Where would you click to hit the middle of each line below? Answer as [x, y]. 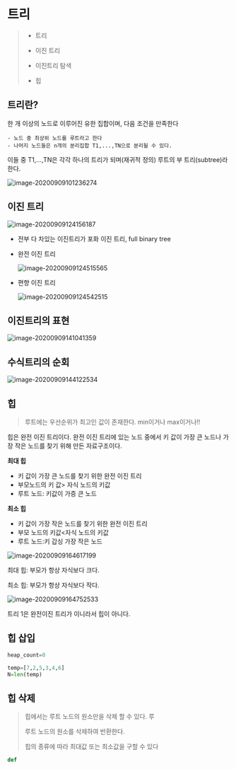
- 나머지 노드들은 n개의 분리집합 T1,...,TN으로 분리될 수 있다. [90, 146]
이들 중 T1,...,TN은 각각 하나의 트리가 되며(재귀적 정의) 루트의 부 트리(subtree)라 [118, 159]
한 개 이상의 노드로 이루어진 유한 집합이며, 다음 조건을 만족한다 [93, 123]
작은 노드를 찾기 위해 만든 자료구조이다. [68, 446]
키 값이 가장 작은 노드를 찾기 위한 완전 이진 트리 [82, 524]
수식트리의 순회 [39, 362]
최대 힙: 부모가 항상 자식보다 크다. [54, 570]
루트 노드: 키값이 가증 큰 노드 [57, 493]
